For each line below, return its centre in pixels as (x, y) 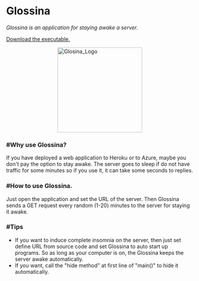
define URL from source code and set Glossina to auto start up (91, 246)
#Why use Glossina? (37, 144)
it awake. (17, 211)
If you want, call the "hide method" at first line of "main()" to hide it (97, 265)
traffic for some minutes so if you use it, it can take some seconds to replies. (99, 171)
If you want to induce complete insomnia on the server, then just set (98, 240)
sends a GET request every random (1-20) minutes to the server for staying (98, 205)
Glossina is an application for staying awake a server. (72, 27)
